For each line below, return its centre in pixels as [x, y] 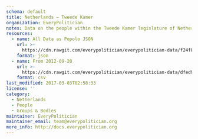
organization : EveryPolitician [44, 22]
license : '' [21, 89]
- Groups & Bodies [34, 111]
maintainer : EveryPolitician [42, 116]
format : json [33, 56]
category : [18, 94]
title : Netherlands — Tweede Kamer [50, 17]
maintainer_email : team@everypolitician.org [62, 122]
